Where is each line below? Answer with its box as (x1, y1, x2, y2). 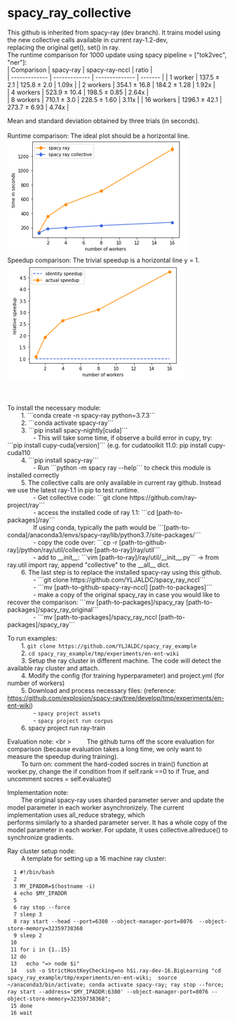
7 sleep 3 (13, 911, 42, 918)
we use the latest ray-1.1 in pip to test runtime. (7, 485, 140, 494)
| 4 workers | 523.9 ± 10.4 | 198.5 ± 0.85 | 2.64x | (7, 88, 149, 96)
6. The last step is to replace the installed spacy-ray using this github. (20, 568, 222, 576)
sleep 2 (20, 932, 42, 939)
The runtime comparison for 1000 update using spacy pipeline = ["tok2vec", (7, 51, 227, 59)
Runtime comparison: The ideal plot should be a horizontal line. (7, 132, 190, 140)
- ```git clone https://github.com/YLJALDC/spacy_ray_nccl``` (33, 575, 206, 584)
